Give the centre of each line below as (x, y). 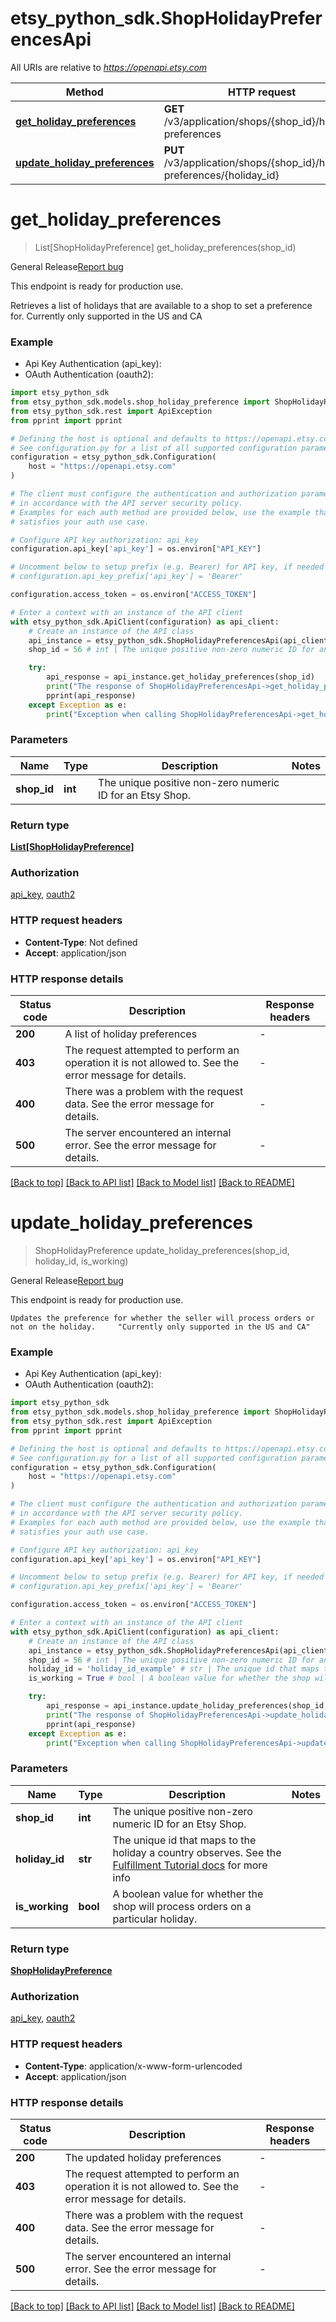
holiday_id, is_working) (81, 1261)
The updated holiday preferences (143, 2157)
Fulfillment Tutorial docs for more (190, 1865)
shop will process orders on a (182, 1906)
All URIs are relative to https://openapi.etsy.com (109, 67)
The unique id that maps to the (184, 1840)
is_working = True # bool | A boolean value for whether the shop (169, 1678)
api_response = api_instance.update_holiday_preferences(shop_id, (187, 1706)
